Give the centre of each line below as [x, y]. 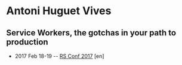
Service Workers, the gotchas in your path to [91, 33]
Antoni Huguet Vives [59, 11]
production [27, 42]
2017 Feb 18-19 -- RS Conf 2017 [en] [59, 56]
